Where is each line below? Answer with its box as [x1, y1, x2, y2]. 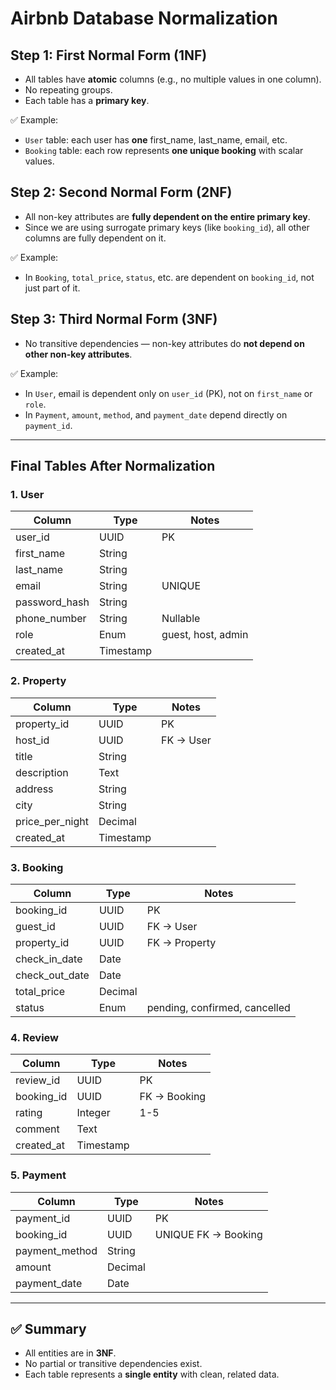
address [15, 782, 54, 796]
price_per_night [15, 814, 89, 828]
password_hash [15, 595, 90, 609]
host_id [15, 733, 50, 747]
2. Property [10, 674, 67, 688]
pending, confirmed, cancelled [146, 1000, 291, 1014]
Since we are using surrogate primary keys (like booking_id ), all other [24, 221, 310, 233]
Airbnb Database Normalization [10, 7, 278, 30]
